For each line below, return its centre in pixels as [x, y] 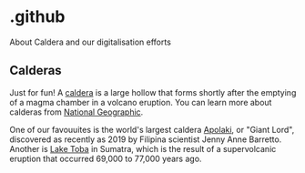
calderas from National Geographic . [76, 112]
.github [37, 17]
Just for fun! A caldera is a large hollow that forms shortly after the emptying [153, 92]
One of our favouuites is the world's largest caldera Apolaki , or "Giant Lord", [152, 129]
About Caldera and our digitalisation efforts [90, 42]
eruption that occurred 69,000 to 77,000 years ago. [106, 158]
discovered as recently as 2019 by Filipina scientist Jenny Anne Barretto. [146, 139]
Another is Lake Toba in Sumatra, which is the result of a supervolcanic [143, 148]
